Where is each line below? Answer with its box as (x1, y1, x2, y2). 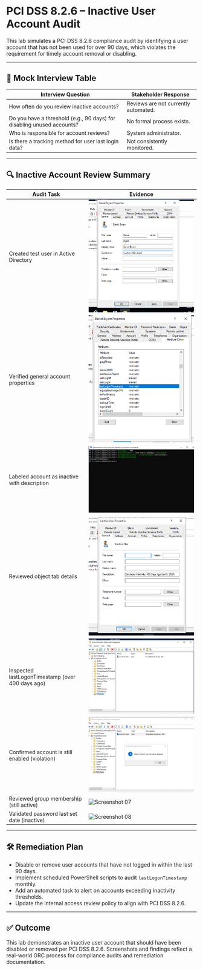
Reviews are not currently (126, 100, 190, 107)
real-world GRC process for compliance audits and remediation (6, 951, 164, 959)
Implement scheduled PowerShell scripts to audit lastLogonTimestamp (14, 874, 187, 881)
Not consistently (126, 138, 167, 145)
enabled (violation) (8, 755, 56, 762)
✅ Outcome (6, 923, 51, 933)
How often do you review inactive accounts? (8, 103, 119, 110)
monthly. (14, 880, 37, 887)
